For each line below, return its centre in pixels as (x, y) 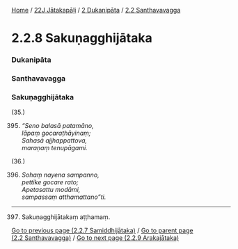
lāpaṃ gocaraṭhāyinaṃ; (56, 133)
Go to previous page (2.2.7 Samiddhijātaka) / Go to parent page (102, 231)
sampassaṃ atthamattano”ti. (64, 197)
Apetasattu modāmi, (51, 190)
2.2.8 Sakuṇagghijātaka (82, 38)
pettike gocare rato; (50, 182)
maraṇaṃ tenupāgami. (54, 148)
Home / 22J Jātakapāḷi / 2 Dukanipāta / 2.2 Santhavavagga (96, 10)
